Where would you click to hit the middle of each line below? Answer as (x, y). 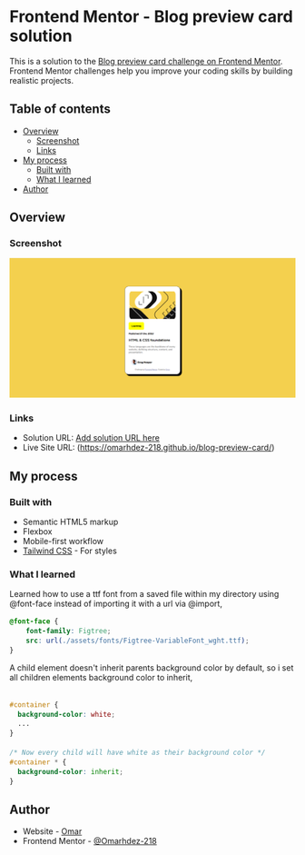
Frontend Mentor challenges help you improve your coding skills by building (151, 71)
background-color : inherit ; (71, 771)
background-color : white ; (67, 714)
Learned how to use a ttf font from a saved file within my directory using (144, 594)
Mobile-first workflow (63, 542)
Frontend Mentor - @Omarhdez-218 (89, 841)
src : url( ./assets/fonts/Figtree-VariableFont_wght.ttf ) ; (138, 641)
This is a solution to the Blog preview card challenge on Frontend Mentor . (146, 61)
